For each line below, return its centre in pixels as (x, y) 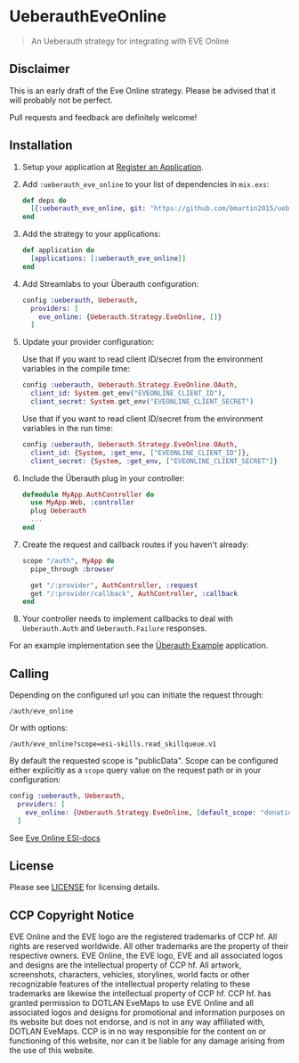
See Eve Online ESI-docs (55, 838)
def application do (58, 250)
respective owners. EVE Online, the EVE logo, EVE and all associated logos (146, 956)
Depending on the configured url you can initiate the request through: (137, 695)
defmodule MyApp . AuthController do (88, 495)
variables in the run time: (68, 428)
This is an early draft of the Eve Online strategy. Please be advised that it (142, 90)
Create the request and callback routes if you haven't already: (135, 544)
